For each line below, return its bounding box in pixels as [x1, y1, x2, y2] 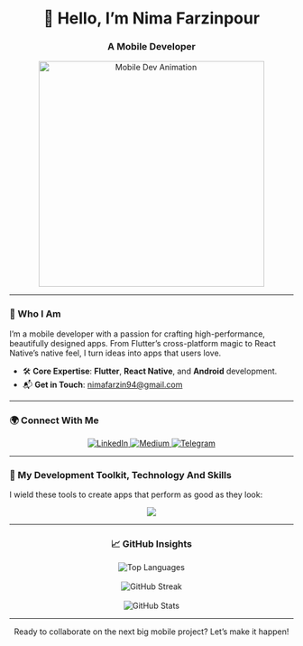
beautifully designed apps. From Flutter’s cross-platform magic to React [9, 337, 277, 348]
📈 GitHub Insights [111, 538, 192, 550]
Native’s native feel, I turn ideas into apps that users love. [9, 347, 222, 358]
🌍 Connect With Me [9, 414, 99, 427]
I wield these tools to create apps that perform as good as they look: [9, 489, 263, 500]
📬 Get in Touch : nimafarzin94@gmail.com [22, 379, 183, 390]
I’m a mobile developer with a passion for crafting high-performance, [9, 328, 266, 339]
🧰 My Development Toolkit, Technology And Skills [9, 469, 232, 481]
